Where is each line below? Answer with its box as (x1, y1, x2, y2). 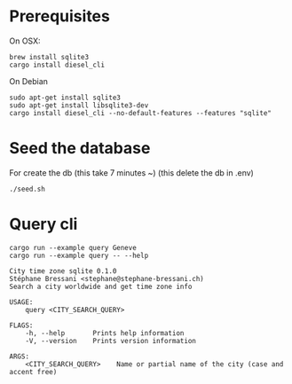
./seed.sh (9, 184, 46, 193)
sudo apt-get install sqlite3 (9, 93, 122, 102)
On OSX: (9, 35, 42, 46)
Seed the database (9, 138, 151, 159)
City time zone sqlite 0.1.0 (9, 266, 117, 276)
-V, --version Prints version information (25, 336, 197, 345)
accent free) (9, 367, 58, 376)
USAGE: (9, 297, 34, 307)
